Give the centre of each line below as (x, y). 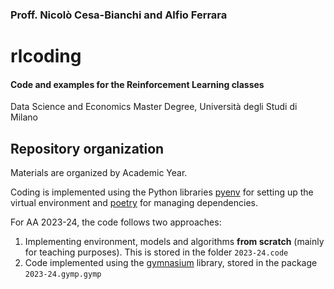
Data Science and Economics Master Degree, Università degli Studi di (154, 107)
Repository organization (87, 148)
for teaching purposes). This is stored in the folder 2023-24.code (156, 252)
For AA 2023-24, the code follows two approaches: (116, 222)
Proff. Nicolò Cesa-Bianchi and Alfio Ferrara (119, 15)
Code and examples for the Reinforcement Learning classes (137, 84)
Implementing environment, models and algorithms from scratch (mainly (174, 242)
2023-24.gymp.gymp (63, 274)
